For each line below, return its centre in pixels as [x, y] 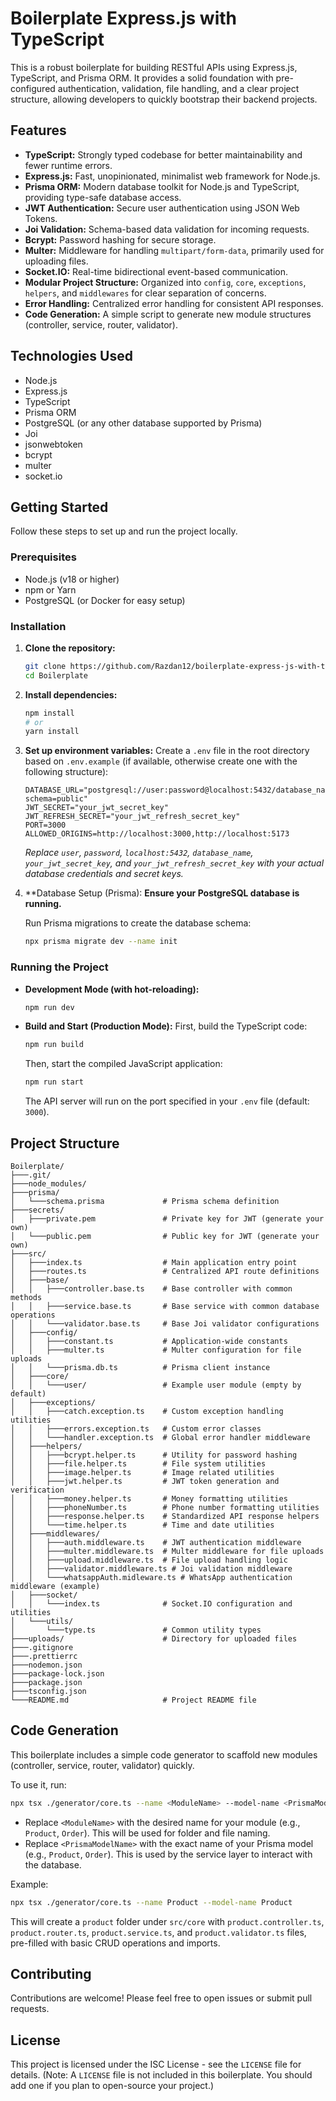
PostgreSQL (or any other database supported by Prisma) [143, 423]
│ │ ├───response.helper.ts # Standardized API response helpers [165, 1516]
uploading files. [56, 261]
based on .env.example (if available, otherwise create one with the [161, 761]
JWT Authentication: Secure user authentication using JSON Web [162, 208]
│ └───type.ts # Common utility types [136, 1630]
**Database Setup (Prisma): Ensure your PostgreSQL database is [162, 893]
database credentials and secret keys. [104, 874]
